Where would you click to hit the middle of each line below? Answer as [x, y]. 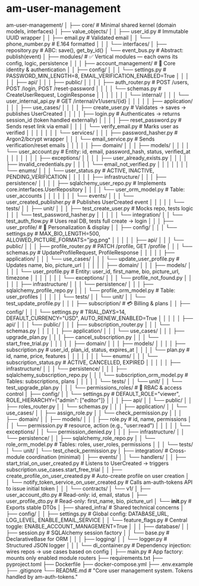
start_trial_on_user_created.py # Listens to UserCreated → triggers [88, 463]
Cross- [178, 451]
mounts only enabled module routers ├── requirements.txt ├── [85, 558]
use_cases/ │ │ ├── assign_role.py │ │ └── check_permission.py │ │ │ [94, 413]
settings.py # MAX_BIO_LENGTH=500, [53, 233]
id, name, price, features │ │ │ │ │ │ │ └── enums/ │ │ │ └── [82, 356]
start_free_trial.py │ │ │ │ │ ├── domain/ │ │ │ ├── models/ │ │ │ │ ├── [96, 343]
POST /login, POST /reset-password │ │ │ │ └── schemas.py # [84, 88]
